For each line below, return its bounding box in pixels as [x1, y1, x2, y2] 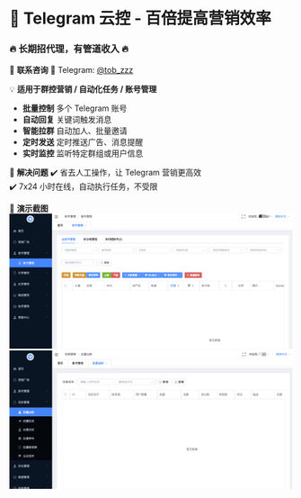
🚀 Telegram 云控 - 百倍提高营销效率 [9, 8, 271, 29]
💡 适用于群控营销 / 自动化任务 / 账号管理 [9, 84, 157, 95]
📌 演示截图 [9, 204, 49, 214]
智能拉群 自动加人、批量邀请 [22, 125, 128, 136]
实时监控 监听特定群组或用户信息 [22, 148, 144, 158]
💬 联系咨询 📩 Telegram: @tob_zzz [9, 65, 134, 76]
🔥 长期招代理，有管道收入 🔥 [9, 42, 128, 55]
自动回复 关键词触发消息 [22, 114, 112, 125]
